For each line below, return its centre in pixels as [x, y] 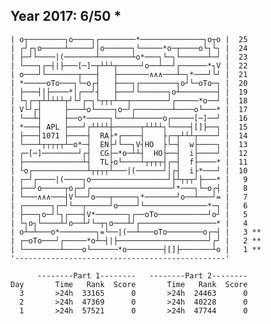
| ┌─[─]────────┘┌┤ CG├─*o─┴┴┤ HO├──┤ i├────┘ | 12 [129, 153]
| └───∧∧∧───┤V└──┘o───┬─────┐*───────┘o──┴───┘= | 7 [129, 197]
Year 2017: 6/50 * [66, 16]
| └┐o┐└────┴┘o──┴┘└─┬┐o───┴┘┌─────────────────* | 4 [129, 223]
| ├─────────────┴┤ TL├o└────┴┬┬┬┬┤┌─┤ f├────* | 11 [129, 162]
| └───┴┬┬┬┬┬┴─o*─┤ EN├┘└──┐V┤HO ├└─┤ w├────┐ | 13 [129, 144]
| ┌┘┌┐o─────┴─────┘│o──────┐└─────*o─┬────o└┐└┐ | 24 [129, 48]
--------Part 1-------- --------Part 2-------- [142, 275]
